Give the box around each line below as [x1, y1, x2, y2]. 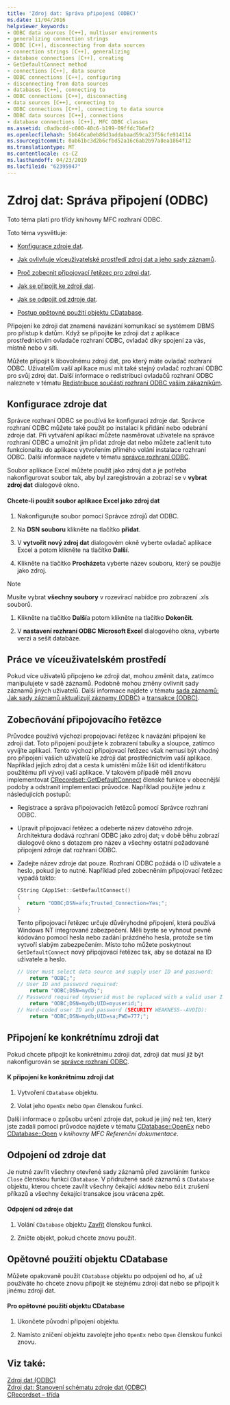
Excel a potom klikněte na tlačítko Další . [16, 546, 130, 554]
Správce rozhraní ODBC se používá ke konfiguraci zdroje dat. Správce [7, 416, 205, 425]
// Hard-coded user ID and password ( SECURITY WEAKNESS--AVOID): [16, 1006, 207, 1013]
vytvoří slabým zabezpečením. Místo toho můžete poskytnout [16, 940, 192, 948]
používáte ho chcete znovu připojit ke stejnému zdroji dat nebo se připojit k [7, 1279, 220, 1287]
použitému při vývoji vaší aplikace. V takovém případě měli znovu [7, 769, 192, 777]
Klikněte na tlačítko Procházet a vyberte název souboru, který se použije [16, 559, 221, 567]
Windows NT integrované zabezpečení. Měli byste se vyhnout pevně [16, 926, 212, 934]
